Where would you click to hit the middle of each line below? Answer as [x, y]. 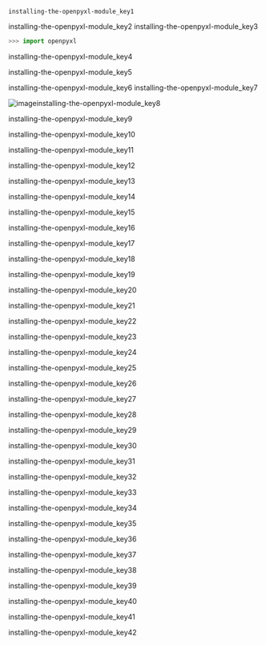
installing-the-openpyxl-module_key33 [73, 492]
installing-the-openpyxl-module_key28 [73, 414]
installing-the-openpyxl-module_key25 [73, 367]
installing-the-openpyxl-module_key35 [73, 523]
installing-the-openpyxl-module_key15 [72, 212]
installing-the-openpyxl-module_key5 [70, 71]
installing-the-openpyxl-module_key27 [73, 398]
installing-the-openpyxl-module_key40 [73, 601]
